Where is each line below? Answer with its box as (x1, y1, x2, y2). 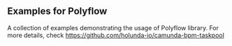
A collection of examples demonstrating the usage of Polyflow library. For (7, 23, 219, 32)
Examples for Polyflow (7, 5, 108, 17)
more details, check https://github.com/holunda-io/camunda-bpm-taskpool (7, 31, 225, 39)
